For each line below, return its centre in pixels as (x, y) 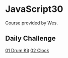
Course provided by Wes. (31, 23)
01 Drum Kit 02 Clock (27, 50)
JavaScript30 (34, 9)
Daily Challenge (31, 38)
